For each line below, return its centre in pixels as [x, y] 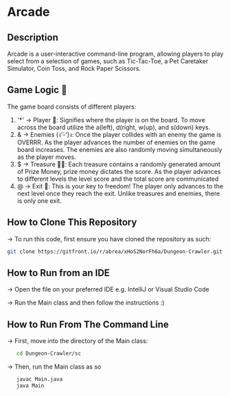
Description [33, 37]
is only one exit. [39, 201]
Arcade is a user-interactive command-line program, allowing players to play [115, 54]
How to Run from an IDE [58, 273]
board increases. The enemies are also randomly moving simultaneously [119, 149]
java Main [30, 386]
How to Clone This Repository [72, 222]
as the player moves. [47, 157]
